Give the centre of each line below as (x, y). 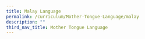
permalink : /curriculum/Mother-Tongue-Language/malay (73, 17)
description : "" (26, 22)
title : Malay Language (33, 11)
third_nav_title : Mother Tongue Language (57, 27)
